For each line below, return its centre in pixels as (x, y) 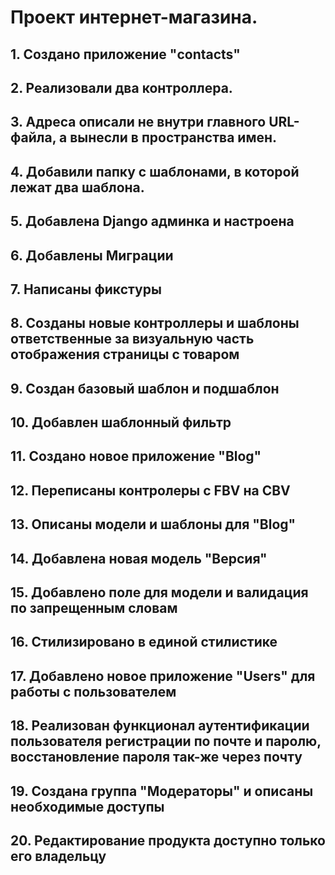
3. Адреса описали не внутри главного (138, 122)
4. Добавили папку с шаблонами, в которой (155, 171)
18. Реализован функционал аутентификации (160, 726)
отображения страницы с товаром (125, 354)
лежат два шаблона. (77, 187)
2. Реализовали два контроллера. (121, 87)
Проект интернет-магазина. (134, 17)
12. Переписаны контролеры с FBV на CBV (150, 490)
